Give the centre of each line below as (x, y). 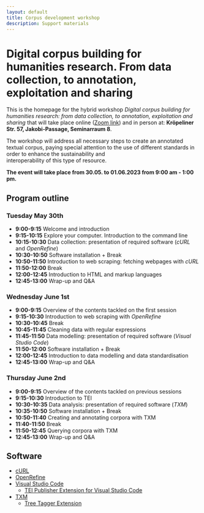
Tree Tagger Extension (53, 503)
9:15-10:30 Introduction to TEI (53, 398)
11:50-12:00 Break (39, 268)
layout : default (27, 12)
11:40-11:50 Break (38, 424)
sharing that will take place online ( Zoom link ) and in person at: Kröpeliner (100, 122)
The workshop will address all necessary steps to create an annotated (95, 141)
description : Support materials (47, 23)
